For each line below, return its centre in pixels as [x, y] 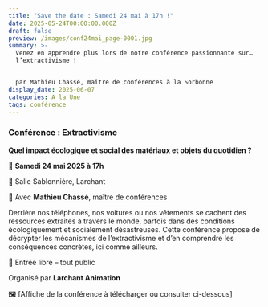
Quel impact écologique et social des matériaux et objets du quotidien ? [130, 150]
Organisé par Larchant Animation [64, 277]
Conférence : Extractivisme [63, 133]
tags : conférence [37, 104]
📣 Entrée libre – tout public [52, 262]
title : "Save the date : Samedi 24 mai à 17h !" [91, 16]
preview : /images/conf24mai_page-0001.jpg [80, 38]
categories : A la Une [45, 97]
